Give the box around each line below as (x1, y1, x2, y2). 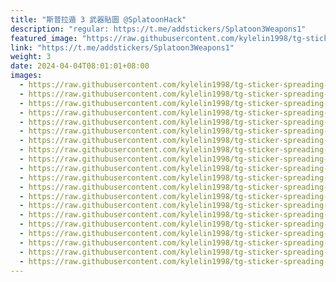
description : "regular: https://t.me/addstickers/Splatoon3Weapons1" (10, 24, 307, 34)
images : (10, 71, 43, 81)
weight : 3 (10, 52, 52, 62)
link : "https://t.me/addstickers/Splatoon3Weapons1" (10, 42, 235, 53)
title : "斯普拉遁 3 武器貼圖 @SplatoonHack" (10, 14, 187, 25)
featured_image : (10, 33, 78, 43)
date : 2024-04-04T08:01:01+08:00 (10, 61, 150, 71)
